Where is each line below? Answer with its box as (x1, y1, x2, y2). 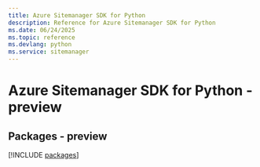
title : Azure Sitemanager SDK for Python (8, 11, 146, 20)
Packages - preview (8, 129, 108, 143)
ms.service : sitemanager (8, 48, 90, 56)
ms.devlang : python (8, 41, 72, 49)
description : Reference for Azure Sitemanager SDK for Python (8, 19, 216, 27)
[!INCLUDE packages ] (8, 151, 79, 159)
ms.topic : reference (8, 33, 76, 42)
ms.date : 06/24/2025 (8, 26, 76, 34)
